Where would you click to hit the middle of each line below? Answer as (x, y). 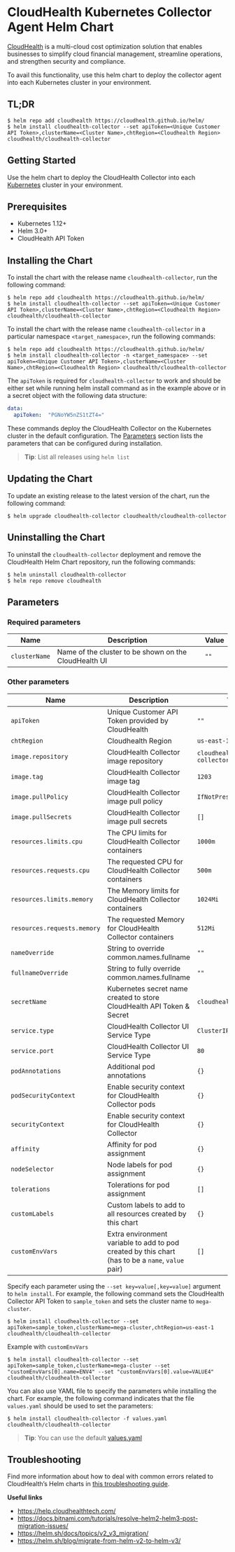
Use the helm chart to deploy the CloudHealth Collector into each (101, 177)
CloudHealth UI (82, 661)
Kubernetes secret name (148, 989)
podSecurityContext (43, 1095)
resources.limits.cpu (47, 841)
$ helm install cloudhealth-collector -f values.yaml (87, 1419)
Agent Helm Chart (60, 27)
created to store (133, 997)
